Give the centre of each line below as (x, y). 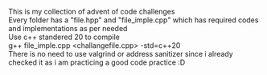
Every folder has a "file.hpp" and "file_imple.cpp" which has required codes (133, 20)
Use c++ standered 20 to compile (64, 37)
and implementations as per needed (68, 28)
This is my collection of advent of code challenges (92, 12)
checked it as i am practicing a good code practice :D (97, 62)
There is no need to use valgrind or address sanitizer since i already (121, 54)
